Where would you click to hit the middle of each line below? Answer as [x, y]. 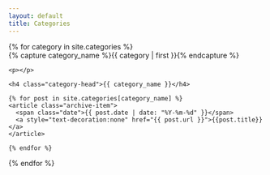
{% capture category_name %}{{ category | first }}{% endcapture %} [124, 55]
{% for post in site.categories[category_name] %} [96, 98]
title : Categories [39, 23]
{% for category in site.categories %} [71, 46]
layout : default [36, 16]
